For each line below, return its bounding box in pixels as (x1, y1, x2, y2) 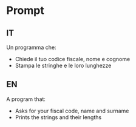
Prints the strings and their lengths (15, 113, 102, 121)
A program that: (6, 95, 46, 103)
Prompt (6, 4, 44, 18)
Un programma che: (6, 44, 56, 51)
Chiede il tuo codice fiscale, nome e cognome (15, 56, 131, 62)
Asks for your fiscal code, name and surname (15, 107, 129, 114)
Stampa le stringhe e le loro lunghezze (15, 62, 112, 69)
